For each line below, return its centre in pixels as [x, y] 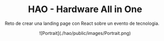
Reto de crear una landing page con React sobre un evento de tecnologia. [82, 23]
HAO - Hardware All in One [85, 9]
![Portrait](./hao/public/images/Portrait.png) [85, 33]
